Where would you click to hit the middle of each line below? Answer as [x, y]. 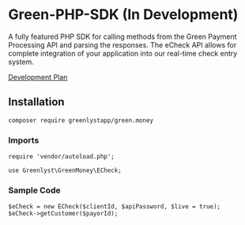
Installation [36, 102]
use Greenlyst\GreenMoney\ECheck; [65, 171]
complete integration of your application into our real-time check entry [123, 53]
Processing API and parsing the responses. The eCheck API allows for [122, 44]
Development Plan [38, 77]
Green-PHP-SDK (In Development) [123, 15]
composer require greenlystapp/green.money [81, 120]
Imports [24, 140]
